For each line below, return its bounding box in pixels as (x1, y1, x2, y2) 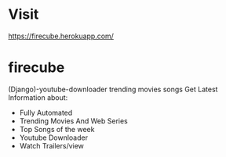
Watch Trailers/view (19, 141, 85, 150)
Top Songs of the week (19, 124, 95, 134)
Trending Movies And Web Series (19, 116, 128, 126)
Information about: (8, 92, 68, 102)
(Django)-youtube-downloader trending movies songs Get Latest (8, 84, 218, 94)
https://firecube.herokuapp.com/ (8, 31, 114, 41)
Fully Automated (19, 108, 73, 117)
